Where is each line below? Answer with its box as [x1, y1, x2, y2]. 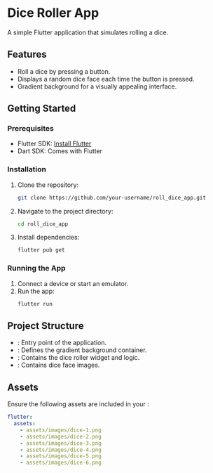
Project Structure [7, 320, 84, 332]
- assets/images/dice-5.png [20, 453, 102, 460]
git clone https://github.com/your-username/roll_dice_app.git [17, 194, 207, 201]
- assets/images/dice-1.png [20, 427, 102, 434]
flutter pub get [17, 247, 65, 254]
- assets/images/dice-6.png [20, 459, 102, 467]
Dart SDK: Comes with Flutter [17, 147, 103, 155]
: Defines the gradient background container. [17, 346, 147, 354]
